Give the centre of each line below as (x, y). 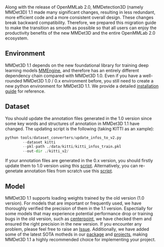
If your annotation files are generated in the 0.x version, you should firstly (79, 161)
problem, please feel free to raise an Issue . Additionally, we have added (77, 229)
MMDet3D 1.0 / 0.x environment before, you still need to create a (88, 81)
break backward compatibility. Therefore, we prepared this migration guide (81, 22)
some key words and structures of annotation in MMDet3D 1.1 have (72, 123)
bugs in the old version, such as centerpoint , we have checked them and (78, 219)
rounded (14, 81)
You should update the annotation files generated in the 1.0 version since (79, 118)
